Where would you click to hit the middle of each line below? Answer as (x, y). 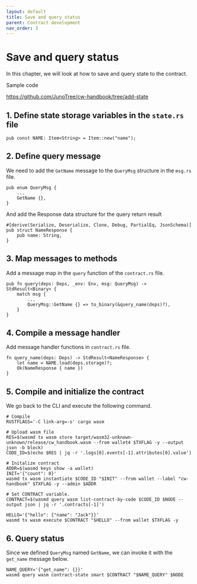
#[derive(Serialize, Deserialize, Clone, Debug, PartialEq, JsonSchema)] (99, 225)
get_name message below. (37, 559)
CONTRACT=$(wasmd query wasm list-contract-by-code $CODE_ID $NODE (91, 500)
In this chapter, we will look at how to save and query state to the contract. (97, 74)
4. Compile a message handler (63, 333)
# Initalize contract (33, 463)
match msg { (31, 294)
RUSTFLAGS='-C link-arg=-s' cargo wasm (55, 422)
